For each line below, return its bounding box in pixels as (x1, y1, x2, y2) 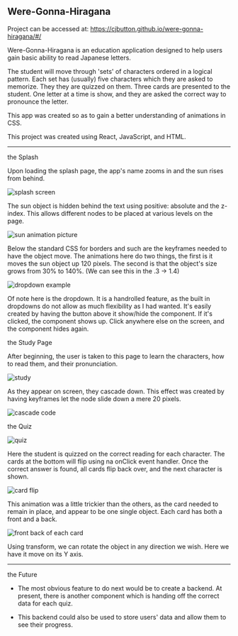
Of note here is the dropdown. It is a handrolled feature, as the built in (7, 294, 210, 302)
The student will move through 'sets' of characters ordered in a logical (7, 67, 212, 75)
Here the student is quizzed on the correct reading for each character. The (7, 449, 225, 458)
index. (7, 209, 25, 217)
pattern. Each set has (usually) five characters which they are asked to (7, 75, 213, 83)
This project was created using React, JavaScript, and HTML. (7, 132, 186, 141)
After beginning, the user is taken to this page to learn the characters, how (7, 351, 225, 361)
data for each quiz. (17, 599, 73, 608)
